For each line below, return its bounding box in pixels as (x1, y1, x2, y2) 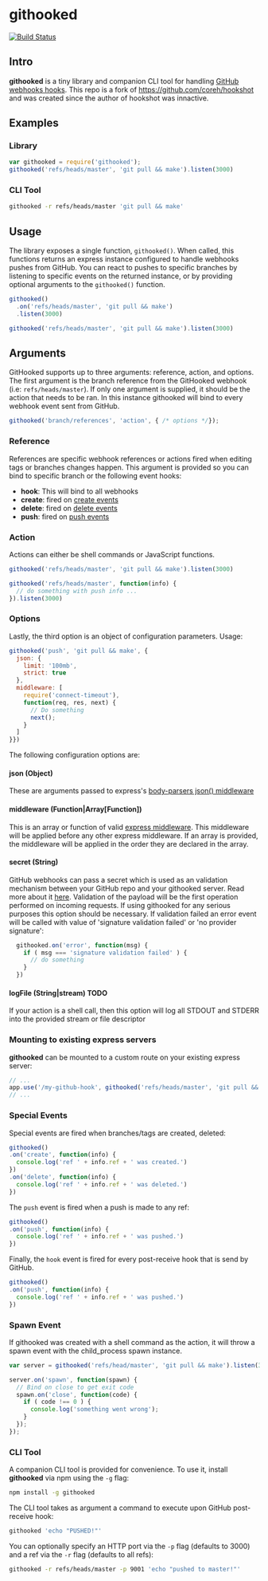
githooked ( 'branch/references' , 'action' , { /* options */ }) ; (9, 417, 219, 425)
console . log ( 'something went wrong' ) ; (29, 1406, 159, 1414)
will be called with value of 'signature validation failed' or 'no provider (9, 917, 237, 926)
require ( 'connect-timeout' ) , (23, 691, 120, 699)
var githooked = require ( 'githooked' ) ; (9, 158, 142, 167)
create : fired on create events (20, 494, 118, 504)
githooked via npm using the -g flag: (9, 1473, 130, 1483)
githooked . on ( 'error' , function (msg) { (16, 941, 149, 950)
